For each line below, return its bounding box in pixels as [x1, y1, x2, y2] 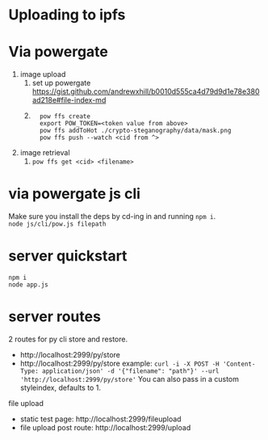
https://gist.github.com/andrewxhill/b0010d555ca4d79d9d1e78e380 [31, 87, 260, 96]
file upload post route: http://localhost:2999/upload [19, 422, 191, 432]
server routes [8, 307, 101, 326]
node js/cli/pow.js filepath [8, 220, 107, 228]
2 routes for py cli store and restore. [8, 334, 128, 344]
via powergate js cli [8, 184, 141, 203]
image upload [19, 70, 66, 79]
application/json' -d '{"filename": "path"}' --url [41, 366, 220, 375]
